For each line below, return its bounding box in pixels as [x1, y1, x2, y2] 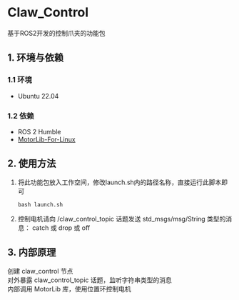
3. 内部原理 [7, 246, 56, 259]
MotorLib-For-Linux [17, 135, 76, 144]
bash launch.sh [17, 201, 63, 208]
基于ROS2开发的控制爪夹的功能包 [7, 29, 106, 37]
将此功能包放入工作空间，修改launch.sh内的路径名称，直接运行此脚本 [17, 178, 222, 186]
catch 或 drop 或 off [31, 223, 91, 232]
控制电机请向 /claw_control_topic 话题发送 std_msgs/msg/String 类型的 [17, 214, 226, 223]
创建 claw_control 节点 [7, 266, 73, 275]
